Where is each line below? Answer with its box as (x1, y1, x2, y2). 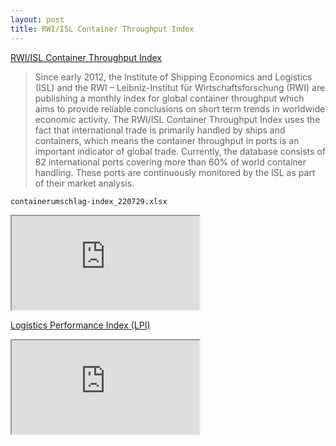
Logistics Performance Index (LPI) (10, 319, 151, 331)
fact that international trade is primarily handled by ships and (34, 124, 286, 136)
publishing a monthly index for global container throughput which (34, 92, 305, 104)
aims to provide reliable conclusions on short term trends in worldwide (34, 102, 326, 115)
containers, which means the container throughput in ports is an (34, 134, 300, 146)
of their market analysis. (34, 177, 135, 189)
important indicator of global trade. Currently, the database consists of (34, 145, 326, 157)
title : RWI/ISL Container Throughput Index (10, 24, 195, 34)
